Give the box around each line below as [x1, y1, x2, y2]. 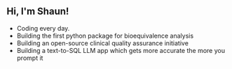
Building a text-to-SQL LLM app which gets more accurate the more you [16, 46, 226, 54]
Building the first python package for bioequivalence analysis [16, 31, 194, 40]
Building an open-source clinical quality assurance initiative [16, 38, 189, 47]
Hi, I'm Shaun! [6, 6, 69, 17]
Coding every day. [16, 24, 70, 32]
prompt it [16, 54, 43, 62]
